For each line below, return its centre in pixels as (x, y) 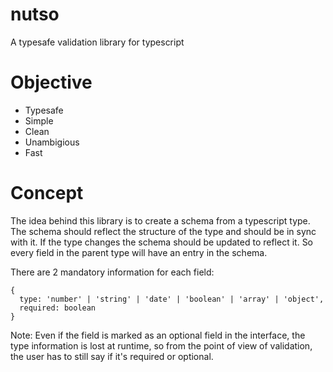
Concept (47, 193)
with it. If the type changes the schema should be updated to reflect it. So (162, 242)
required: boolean (58, 308)
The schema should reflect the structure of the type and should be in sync (163, 231)
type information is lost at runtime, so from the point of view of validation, (161, 345)
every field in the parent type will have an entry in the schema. (139, 252)
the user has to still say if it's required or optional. (112, 356)
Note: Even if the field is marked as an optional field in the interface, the (158, 335)
